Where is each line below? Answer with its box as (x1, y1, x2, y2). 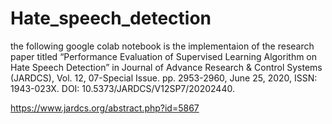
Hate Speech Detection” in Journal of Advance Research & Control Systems (10, 61, 323, 73)
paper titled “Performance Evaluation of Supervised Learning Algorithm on (10, 50, 318, 62)
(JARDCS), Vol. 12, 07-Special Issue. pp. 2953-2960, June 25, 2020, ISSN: (10, 72, 318, 84)
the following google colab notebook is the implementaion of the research (10, 40, 315, 52)
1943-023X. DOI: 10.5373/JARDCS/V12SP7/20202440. (10, 82, 235, 94)
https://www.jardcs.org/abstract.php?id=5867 (10, 102, 200, 114)
